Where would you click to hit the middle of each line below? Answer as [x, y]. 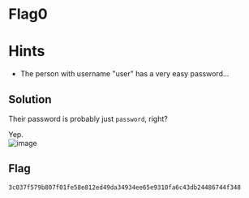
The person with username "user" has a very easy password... [124, 74]
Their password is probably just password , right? [88, 118]
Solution [30, 99]
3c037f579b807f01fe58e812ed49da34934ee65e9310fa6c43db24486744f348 [125, 187]
